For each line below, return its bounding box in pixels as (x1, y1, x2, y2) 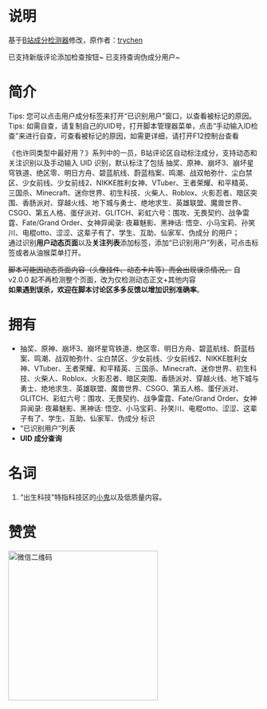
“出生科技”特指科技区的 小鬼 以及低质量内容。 (19, 492, 167, 501)
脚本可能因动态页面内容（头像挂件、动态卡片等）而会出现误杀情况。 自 (8, 264, 241, 274)
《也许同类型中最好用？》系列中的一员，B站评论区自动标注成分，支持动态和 (8, 148, 257, 157)
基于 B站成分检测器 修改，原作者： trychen (8, 35, 143, 45)
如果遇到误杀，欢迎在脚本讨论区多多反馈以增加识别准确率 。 (8, 284, 204, 294)
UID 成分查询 (19, 433, 62, 443)
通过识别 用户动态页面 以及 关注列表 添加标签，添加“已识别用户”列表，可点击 (8, 237, 253, 248)
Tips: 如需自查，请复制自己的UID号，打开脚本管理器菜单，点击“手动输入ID (8, 121, 251, 130)
